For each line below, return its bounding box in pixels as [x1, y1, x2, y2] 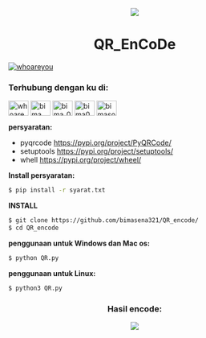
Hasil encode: [107, 303, 163, 314]
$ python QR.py [8, 253, 59, 262]
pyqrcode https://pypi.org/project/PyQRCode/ [19, 138, 172, 148]
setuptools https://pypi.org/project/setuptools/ [19, 146, 174, 156]
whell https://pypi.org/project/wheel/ [19, 155, 142, 165]
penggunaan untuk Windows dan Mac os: [8, 238, 151, 248]
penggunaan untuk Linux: [8, 268, 96, 278]
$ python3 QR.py [8, 284, 63, 292]
